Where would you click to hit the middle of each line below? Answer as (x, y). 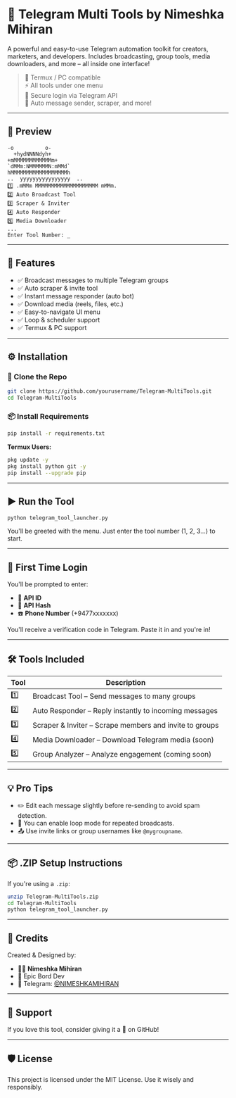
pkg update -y (28, 460)
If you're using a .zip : (39, 883)
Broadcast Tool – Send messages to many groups (114, 696)
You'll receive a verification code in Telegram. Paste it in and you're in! (109, 630)
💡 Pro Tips (30, 788)
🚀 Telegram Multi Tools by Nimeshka (116, 14)
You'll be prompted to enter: (48, 584)
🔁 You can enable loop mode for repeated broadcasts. (96, 823)
